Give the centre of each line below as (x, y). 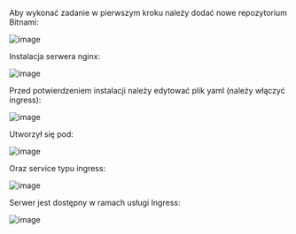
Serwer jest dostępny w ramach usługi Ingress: (95, 203)
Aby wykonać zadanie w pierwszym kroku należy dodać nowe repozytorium (148, 13)
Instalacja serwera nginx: (55, 56)
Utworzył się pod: (41, 134)
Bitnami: (24, 22)
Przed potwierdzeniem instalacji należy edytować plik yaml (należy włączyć (147, 91)
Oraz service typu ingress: (58, 168)
